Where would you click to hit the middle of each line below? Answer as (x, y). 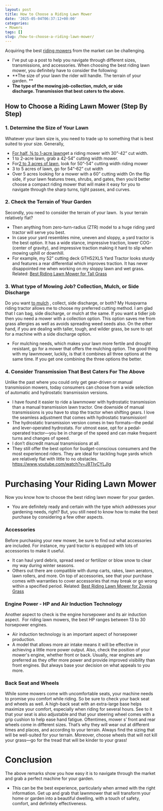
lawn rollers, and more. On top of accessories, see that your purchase (82, 576)
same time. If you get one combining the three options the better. (77, 359)
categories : (17, 23)
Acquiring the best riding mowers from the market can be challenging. (75, 50)
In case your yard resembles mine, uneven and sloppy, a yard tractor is (83, 237)
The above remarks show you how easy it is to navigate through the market (80, 773)
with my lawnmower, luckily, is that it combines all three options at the (82, 354)
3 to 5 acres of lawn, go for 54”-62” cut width (57, 169)
